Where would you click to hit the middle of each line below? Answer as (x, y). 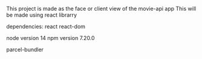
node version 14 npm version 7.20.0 (50, 38)
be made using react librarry (42, 15)
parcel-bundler (25, 49)
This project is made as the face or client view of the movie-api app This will (101, 9)
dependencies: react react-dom (46, 27)
